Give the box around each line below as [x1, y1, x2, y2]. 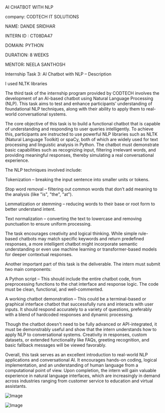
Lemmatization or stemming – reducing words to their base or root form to [5, 201, 155, 207]
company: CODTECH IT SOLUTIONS [5, 14, 79, 19]
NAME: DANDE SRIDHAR [5, 23, 56, 29]
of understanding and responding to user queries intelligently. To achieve [5, 126, 154, 132]
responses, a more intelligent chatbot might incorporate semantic [5, 241, 138, 247]
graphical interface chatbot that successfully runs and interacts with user [5, 301, 154, 307]
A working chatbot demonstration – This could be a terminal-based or [5, 296, 147, 301]
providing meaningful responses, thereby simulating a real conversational [5, 152, 154, 158]
